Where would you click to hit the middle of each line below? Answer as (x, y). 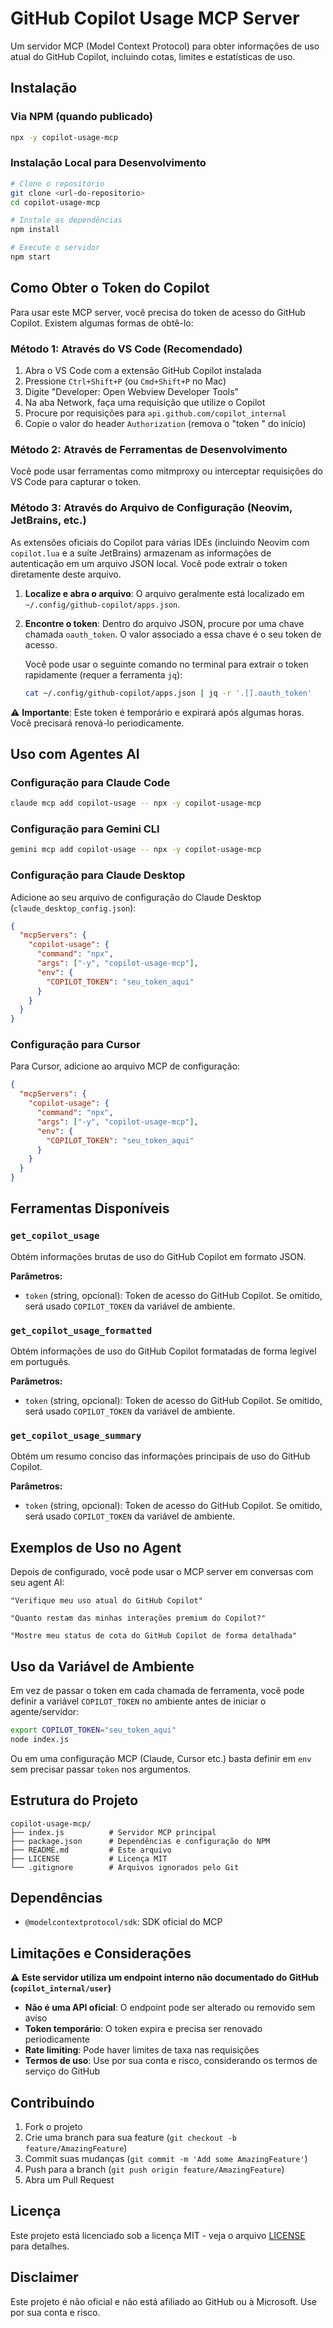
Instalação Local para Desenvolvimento (108, 163)
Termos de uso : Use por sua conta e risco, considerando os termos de (171, 2061)
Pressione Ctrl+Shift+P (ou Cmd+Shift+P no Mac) (125, 381)
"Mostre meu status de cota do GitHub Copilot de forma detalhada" (154, 1636)
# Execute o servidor (55, 248)
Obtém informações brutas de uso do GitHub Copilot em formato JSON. (158, 1256)
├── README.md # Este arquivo (91, 1850)
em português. (41, 1362)
